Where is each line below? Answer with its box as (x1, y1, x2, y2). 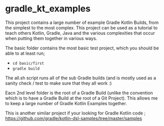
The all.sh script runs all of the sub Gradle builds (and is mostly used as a (5, 75, 156, 81)
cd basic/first (12, 61, 44, 66)
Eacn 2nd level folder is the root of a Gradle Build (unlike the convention (5, 90, 153, 96)
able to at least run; (5, 50, 45, 56)
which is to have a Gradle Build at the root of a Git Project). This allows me (5, 95, 158, 101)
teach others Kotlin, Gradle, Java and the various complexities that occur (5, 30, 155, 36)
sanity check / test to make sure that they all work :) (5, 80, 112, 86)
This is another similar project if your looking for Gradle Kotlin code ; (5, 110, 146, 116)
